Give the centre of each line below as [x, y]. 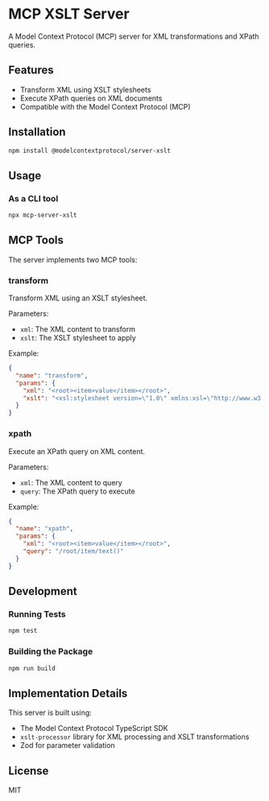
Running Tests [37, 614]
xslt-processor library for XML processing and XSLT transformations [134, 737]
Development [43, 591]
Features [31, 70]
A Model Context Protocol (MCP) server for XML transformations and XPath [134, 36]
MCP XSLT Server [69, 14]
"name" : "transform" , [52, 375]
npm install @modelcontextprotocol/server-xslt [90, 151]
